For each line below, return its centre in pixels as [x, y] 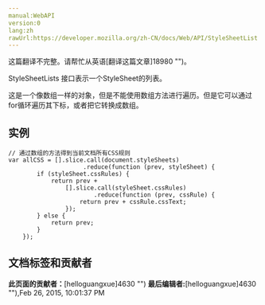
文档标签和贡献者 [50, 263]
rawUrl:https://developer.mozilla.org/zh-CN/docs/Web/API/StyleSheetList [133, 38]
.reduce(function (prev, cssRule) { [154, 195]
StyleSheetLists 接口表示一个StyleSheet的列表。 [88, 78]
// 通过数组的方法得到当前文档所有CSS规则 [70, 153]
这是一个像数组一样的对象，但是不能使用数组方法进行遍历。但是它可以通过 [130, 96]
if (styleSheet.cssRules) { [83, 174]
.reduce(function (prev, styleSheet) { [149, 167]
